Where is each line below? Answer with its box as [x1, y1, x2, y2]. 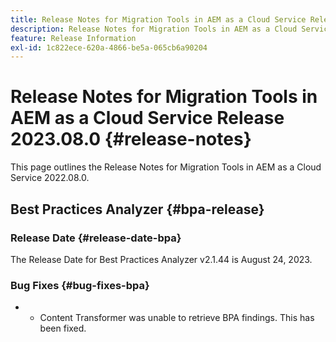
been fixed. [39, 322, 87, 335]
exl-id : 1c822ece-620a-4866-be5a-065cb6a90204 [10, 42, 208, 53]
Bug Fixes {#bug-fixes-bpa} [10, 278, 150, 292]
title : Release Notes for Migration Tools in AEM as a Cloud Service [10, 14, 307, 25]
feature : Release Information [10, 33, 137, 43]
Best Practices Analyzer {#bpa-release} [10, 201, 265, 218]
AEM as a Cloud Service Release [10, 107, 285, 130]
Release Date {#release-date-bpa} [10, 231, 182, 245]
